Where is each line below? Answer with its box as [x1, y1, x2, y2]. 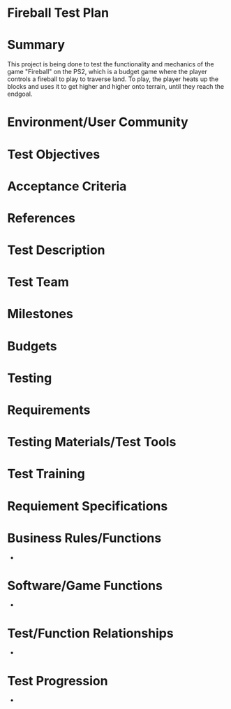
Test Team [7, 274, 70, 290]
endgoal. [7, 89, 33, 99]
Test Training [7, 466, 85, 482]
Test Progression [7, 673, 108, 689]
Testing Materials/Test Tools [7, 434, 177, 450]
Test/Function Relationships [7, 625, 174, 641]
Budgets [7, 338, 57, 354]
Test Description [7, 243, 106, 258]
